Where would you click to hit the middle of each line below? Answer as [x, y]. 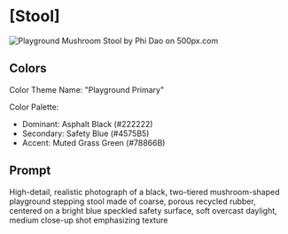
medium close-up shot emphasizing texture [89, 220]
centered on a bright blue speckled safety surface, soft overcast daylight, [143, 210]
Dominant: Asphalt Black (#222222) [87, 124]
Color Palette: [34, 107]
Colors [28, 68]
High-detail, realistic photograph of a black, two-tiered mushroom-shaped [144, 192]
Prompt [30, 171]
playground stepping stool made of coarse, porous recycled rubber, [132, 201]
